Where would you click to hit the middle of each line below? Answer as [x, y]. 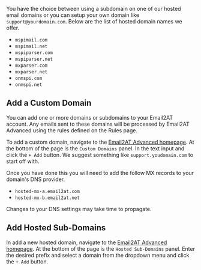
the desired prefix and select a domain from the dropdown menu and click [98, 255]
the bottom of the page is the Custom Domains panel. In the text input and [95, 148]
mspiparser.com [34, 53]
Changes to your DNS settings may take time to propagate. [79, 209]
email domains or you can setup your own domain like [73, 15]
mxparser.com [31, 66]
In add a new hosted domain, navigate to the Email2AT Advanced [87, 242]
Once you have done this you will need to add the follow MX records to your [100, 173]
